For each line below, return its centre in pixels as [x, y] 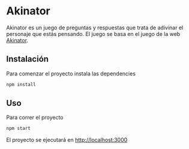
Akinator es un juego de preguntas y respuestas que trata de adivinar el [95, 28]
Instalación [28, 59]
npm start [19, 129]
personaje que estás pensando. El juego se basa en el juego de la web [93, 34]
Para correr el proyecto [35, 117]
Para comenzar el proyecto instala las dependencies [71, 74]
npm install [21, 84]
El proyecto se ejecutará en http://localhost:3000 [67, 140]
